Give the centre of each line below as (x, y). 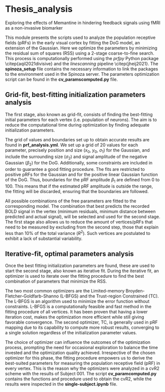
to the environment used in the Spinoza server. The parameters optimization (82, 74)
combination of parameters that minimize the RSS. (56, 281)
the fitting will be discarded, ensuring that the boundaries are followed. (77, 191)
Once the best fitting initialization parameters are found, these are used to (80, 266)
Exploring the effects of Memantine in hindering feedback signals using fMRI (83, 23)
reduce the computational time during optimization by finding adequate (77, 125)
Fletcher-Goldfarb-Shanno (32, 296)
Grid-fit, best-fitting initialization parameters (75, 95)
